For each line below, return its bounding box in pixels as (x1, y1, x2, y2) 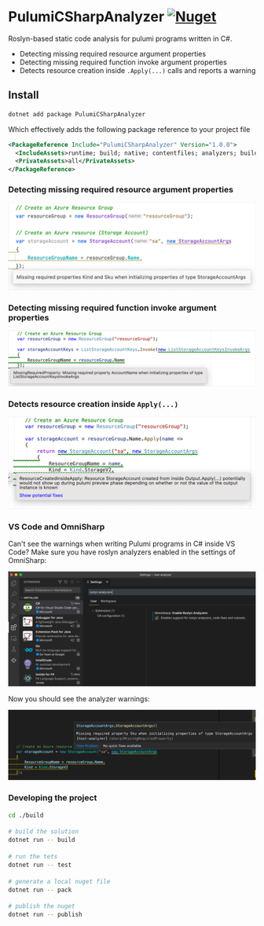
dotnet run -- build (8, 836, 76, 844)
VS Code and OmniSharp (8, 521, 105, 532)
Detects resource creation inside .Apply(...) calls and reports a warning (19, 65, 256, 75)
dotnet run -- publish (8, 911, 82, 919)
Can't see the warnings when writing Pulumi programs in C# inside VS (8, 539, 236, 549)
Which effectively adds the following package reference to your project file (8, 124, 251, 134)
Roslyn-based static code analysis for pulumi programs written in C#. (8, 34, 233, 43)
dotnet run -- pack (8, 886, 72, 894)
